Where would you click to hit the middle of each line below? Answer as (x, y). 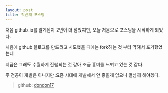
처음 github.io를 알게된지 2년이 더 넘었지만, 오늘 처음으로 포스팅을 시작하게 (80, 30)
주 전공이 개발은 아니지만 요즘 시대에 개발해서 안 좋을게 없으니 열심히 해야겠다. (83, 75)
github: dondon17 (36, 85)
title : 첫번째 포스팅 (25, 15)
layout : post (19, 10)
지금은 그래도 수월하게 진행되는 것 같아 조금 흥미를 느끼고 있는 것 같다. (74, 64)
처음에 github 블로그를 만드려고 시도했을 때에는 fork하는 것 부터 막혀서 (75, 47)
